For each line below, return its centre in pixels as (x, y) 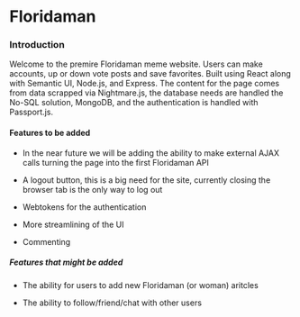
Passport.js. (32, 112)
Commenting (46, 241)
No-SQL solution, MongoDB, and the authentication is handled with (134, 103)
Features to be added (50, 133)
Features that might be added (66, 262)
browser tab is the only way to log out (92, 189)
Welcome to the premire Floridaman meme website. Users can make (136, 64)
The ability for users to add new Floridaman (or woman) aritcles (140, 285)
